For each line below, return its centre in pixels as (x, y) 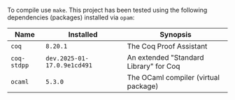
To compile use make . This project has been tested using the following (107, 10)
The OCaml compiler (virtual (173, 77)
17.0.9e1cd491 (69, 65)
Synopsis (176, 34)
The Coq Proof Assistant (167, 46)
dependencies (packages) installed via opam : (71, 17)
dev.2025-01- (67, 58)
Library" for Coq (154, 66)
